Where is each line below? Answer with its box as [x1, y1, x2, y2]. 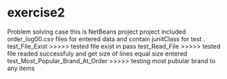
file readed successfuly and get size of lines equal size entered [7, 49, 188, 58]
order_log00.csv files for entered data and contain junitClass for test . [7, 34, 206, 43]
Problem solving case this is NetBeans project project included [7, 27, 186, 36]
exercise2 [7, 5, 66, 21]
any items [7, 64, 35, 72]
